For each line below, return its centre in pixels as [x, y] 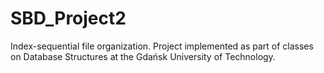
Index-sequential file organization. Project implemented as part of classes [162, 46]
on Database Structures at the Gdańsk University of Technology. [143, 56]
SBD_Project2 [68, 18]
